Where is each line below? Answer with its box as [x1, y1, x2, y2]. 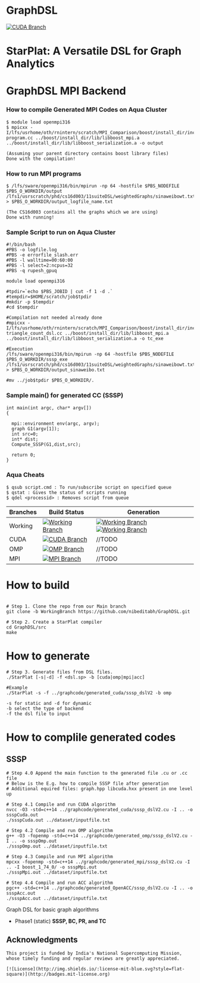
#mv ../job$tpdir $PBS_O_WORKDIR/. [6, 377, 95, 384]
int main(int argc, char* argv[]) [6, 405, 92, 411]
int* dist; [11, 436, 39, 442]
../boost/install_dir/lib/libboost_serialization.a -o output [6, 140, 164, 146]
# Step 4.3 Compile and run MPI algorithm [6, 853, 113, 859]
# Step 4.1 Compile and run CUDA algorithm [6, 801, 116, 808]
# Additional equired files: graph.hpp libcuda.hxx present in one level [6, 785, 193, 791]
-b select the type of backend [6, 705, 84, 711]
